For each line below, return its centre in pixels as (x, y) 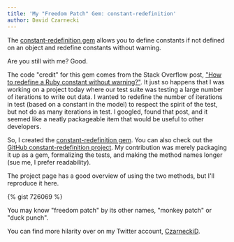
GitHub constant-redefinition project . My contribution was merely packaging (117, 147)
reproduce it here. (33, 183)
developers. (24, 126)
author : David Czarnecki (43, 20)
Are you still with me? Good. (48, 61)
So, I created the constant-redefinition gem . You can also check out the (110, 139)
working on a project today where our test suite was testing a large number (115, 89)
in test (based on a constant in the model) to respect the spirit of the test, (112, 104)
